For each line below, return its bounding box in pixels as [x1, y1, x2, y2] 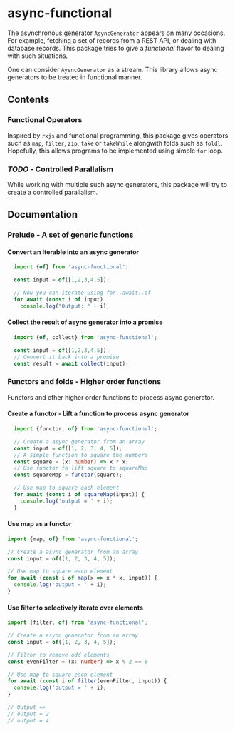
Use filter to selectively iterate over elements [7, 603, 144, 612]
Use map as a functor [7, 520, 73, 528]
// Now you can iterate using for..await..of [14, 289, 152, 297]
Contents [7, 94, 50, 106]
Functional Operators [7, 115, 83, 125]
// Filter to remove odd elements [7, 651, 110, 658]
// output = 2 [7, 710, 50, 717]
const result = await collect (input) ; [14, 360, 130, 367]
